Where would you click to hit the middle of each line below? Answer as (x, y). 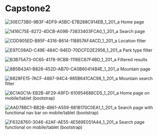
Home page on (135, 93)
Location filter (132, 41)
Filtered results (132, 59)
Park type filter (138, 50)
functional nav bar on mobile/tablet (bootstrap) (52, 113)
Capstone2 (28, 8)
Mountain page (135, 69)
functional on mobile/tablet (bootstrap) (44, 127)
